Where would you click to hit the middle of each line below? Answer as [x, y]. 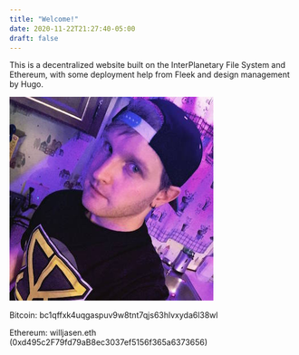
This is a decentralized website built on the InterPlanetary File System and [148, 65]
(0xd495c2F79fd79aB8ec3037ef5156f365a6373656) [109, 342]
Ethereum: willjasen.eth [53, 333]
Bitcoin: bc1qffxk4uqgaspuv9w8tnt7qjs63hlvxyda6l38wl [114, 315]
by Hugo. [26, 84]
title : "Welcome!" [44, 19]
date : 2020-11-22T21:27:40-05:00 [72, 29]
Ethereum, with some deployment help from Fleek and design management [149, 75]
